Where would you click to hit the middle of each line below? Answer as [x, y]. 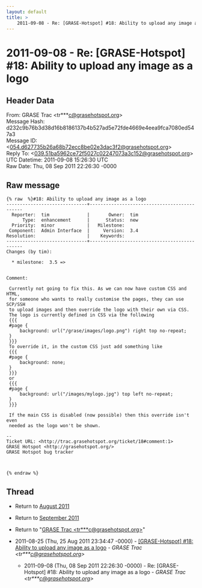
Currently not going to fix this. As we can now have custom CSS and [98, 289]
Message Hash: [26, 122]
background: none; [43, 363]
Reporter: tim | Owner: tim [75, 215]
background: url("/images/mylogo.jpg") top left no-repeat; [96, 394]
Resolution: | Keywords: [66, 236]
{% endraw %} [23, 474]
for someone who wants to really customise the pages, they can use [96, 299]
